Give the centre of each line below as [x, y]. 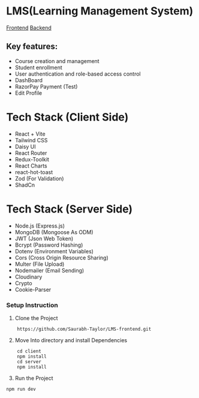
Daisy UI [25, 146]
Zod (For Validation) [39, 178]
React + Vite [30, 134]
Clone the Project [36, 318]
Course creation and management [57, 61]
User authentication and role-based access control [78, 74]
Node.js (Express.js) [40, 226]
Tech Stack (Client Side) [67, 117]
